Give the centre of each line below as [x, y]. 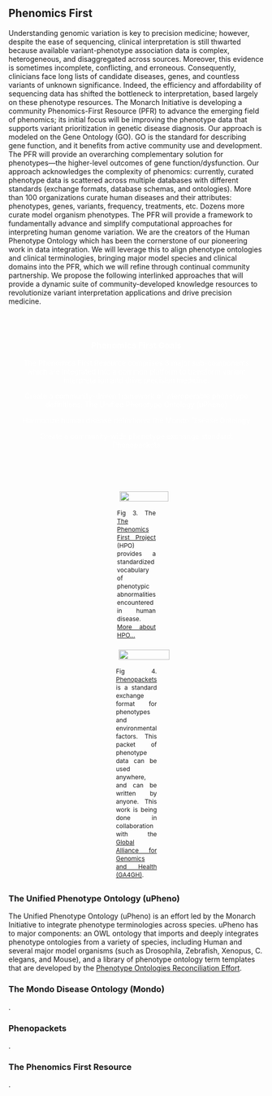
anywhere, [131, 777]
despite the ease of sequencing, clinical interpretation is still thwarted [125, 42]
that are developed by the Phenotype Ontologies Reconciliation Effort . [125, 968]
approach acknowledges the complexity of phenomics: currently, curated [131, 171]
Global [125, 842]
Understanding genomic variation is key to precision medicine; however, [129, 33]
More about [136, 627]
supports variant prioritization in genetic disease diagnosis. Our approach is [135, 128]
